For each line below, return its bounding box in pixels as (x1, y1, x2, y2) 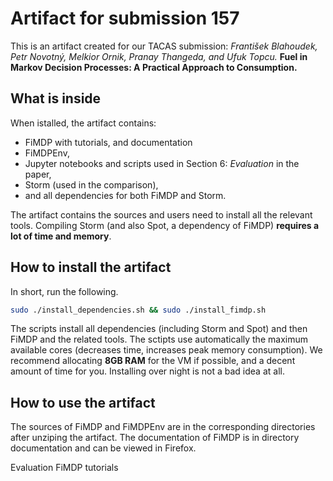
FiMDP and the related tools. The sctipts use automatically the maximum (10, 333, 308, 346)
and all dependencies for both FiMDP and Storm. (24, 189, 227, 201)
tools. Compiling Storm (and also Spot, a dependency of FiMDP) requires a (10, 219, 320, 231)
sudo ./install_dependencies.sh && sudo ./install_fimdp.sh (10, 305, 267, 315)
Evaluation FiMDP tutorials (10, 462, 119, 474)
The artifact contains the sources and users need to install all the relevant (10, 208, 313, 221)
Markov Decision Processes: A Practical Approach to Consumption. (10, 61, 298, 73)
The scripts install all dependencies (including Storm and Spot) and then (10, 323, 308, 335)
